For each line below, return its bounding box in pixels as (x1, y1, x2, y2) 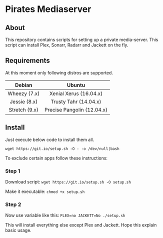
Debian (14, 81, 32, 88)
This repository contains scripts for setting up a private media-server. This (5, 36, 158, 42)
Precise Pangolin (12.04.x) (44, 106, 107, 113)
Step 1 (5, 167, 20, 174)
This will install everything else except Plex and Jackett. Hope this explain (5, 222, 157, 228)
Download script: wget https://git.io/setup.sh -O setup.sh (5, 178, 131, 184)
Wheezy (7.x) (7, 90, 40, 97)
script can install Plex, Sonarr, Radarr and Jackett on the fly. (5, 42, 128, 48)
